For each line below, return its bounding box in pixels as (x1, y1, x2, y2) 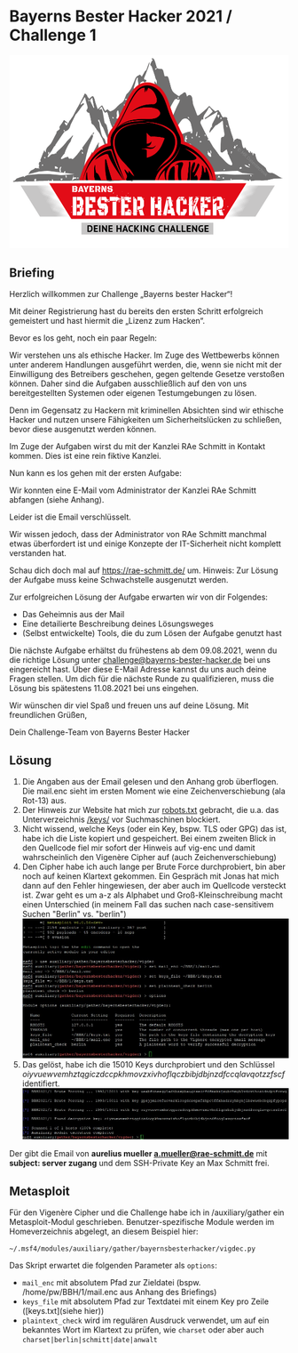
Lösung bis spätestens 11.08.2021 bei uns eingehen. (9, 683, 200, 694)
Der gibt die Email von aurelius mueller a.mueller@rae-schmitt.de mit (9, 1148, 268, 1159)
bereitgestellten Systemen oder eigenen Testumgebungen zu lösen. (9, 388, 257, 399)
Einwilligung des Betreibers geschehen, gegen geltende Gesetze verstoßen (9, 369, 286, 380)
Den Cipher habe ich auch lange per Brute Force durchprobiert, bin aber (21, 861, 286, 873)
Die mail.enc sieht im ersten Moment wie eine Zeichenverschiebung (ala (21, 785, 286, 797)
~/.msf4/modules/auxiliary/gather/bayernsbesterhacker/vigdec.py (9, 1244, 255, 1253)
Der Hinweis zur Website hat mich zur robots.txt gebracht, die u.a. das (21, 805, 279, 816)
